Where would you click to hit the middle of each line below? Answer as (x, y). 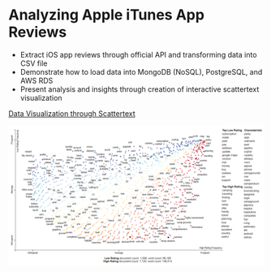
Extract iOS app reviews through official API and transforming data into (138, 54)
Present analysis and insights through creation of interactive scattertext (140, 89)
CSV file (34, 63)
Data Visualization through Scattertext (72, 113)
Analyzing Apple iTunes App (107, 15)
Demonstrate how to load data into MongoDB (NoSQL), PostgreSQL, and (141, 71)
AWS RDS (37, 80)
